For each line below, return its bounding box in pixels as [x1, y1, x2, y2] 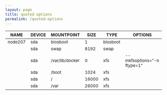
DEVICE [30, 32, 46, 38]
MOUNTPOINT [51, 32, 81, 38]
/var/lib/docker [51, 58, 80, 63]
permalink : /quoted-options [5, 16, 64, 21]
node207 [7, 39, 26, 45]
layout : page [5, 7, 32, 12]
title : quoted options [5, 12, 52, 17]
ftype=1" [125, 63, 143, 68]
